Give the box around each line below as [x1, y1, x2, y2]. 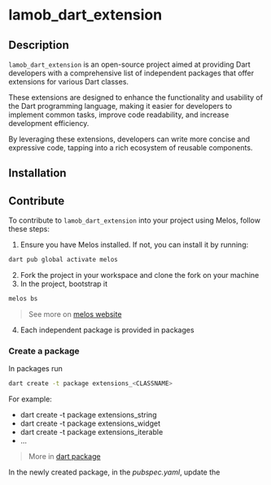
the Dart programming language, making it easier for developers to [8, 102, 233, 110]
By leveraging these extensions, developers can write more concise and [8, 134, 251, 144]
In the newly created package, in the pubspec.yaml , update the [8, 467, 221, 477]
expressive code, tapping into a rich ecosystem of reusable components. [8, 143, 253, 152]
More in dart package [28, 452, 101, 461]
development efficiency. [8, 119, 90, 128]
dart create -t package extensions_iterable [20, 427, 164, 437]
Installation [8, 167, 67, 180]
